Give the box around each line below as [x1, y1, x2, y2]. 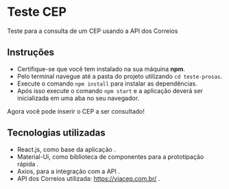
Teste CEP [7, 4, 67, 20]
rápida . [16, 160, 39, 168]
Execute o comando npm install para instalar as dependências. [16, 79, 197, 88]
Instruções [7, 47, 55, 58]
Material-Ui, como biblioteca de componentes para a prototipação [16, 152, 204, 161]
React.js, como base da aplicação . [16, 145, 117, 153]
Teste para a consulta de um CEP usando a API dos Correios [7, 27, 178, 35]
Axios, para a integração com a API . [16, 167, 120, 175]
